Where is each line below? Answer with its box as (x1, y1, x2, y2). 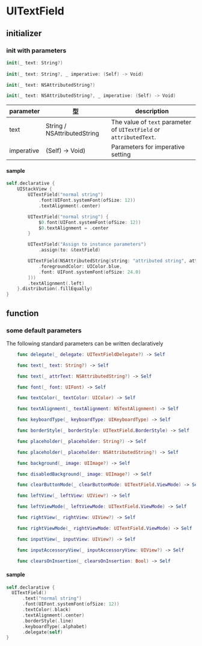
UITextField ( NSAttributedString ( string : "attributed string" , (28, 258, 187, 264)
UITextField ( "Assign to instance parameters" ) (28, 241, 147, 247)
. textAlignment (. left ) (28, 280, 85, 287)
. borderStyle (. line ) (22, 618, 74, 624)
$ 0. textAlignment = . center (38, 225, 109, 231)
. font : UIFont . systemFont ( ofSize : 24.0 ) (38, 269, 141, 275)
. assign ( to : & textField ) (38, 247, 101, 253)
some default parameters (6, 326, 82, 335)
